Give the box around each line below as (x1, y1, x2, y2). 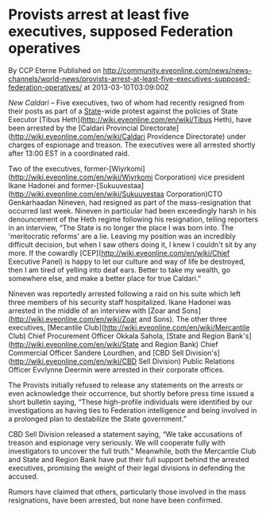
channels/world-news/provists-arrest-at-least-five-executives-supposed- (8, 74, 251, 83)
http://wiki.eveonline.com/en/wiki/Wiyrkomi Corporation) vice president (10, 172, 245, 182)
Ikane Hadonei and (8, 180, 70, 190)
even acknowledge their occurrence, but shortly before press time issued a (8, 388, 255, 398)
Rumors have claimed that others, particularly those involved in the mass (8, 487, 246, 496)
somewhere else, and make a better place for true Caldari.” (8, 273, 201, 283)
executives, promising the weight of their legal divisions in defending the (8, 463, 245, 472)
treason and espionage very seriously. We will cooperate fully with (8, 438, 226, 447)
